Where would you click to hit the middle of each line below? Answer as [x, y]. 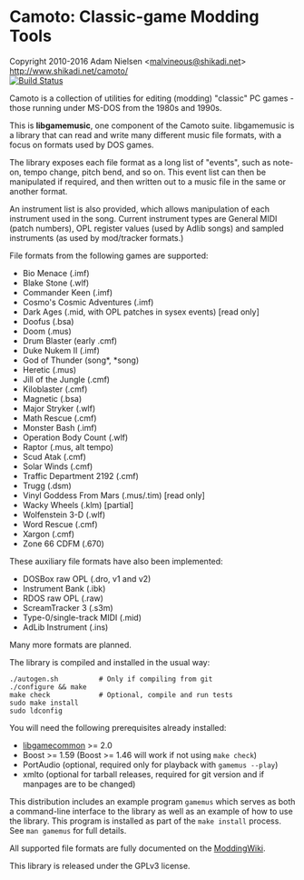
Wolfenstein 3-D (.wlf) [64, 515]
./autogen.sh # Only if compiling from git [111, 679]
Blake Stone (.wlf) [56, 283]
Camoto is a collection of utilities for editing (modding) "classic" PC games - [152, 98]
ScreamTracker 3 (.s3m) [68, 607]
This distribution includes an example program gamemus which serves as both [152, 801]
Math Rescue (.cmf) [59, 418]
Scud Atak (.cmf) [54, 456]
